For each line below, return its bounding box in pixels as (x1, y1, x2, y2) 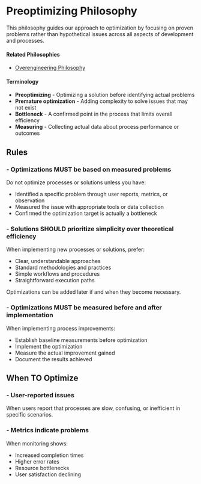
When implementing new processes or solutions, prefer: (6, 246, 145, 253)
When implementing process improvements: (6, 324, 116, 332)
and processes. (6, 37, 45, 44)
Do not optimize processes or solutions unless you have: (6, 179, 146, 186)
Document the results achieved (14, 355, 92, 362)
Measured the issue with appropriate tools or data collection (14, 203, 164, 211)
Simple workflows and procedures (14, 270, 100, 278)
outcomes (14, 129, 40, 137)
